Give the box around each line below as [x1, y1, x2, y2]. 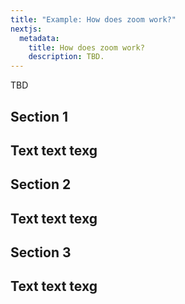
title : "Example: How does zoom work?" [10, 14, 177, 25]
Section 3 [10, 244, 72, 261]
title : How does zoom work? [28, 42, 145, 53]
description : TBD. [28, 52, 105, 62]
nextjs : [10, 24, 43, 34]
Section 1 [10, 108, 68, 125]
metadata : [19, 33, 60, 43]
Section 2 [10, 176, 72, 193]
